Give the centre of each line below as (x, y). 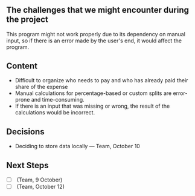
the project (27, 20)
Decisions (25, 132)
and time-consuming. (58, 100)
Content (22, 66)
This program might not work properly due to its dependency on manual (96, 34)
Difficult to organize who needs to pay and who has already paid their (101, 80)
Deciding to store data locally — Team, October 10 (77, 146)
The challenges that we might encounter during (97, 10)
